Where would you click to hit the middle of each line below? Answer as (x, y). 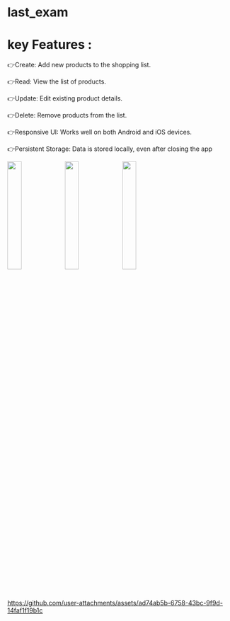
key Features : (50, 45)
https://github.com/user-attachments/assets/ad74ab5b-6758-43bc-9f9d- (115, 603)
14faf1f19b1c (25, 610)
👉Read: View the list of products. (57, 81)
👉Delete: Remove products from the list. (67, 115)
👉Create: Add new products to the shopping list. (79, 65)
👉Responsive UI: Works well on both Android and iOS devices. (100, 132)
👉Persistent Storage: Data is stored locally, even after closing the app (110, 149)
